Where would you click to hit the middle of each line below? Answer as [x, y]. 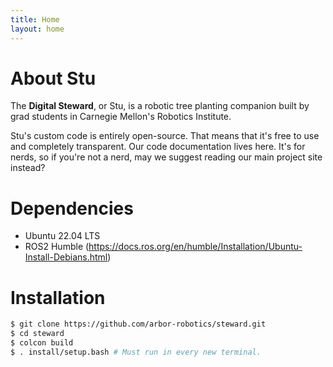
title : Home [35, 19]
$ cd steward [37, 334]
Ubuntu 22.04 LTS [62, 236]
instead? [28, 168]
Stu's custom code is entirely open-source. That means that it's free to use [165, 136]
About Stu [53, 78]
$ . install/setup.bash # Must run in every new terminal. [136, 352]
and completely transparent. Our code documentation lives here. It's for [158, 147]
